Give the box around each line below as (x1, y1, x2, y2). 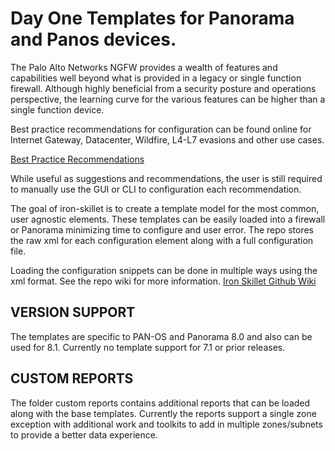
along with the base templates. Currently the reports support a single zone (10, 407, 317, 419)
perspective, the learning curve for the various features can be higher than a (10, 93, 326, 105)
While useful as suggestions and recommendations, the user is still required (10, 172, 323, 184)
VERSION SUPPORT (10, 304, 136, 321)
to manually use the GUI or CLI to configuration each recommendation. (10, 183, 302, 195)
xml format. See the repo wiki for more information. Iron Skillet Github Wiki (10, 275, 317, 287)
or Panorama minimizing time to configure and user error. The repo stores (10, 223, 314, 236)
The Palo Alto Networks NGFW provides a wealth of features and (10, 61, 278, 73)
